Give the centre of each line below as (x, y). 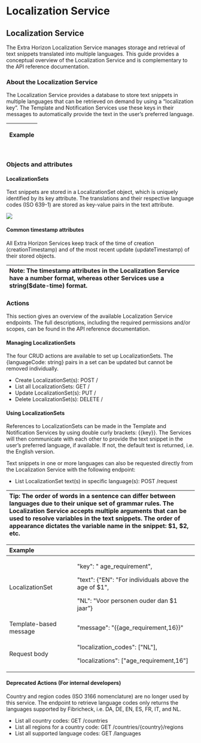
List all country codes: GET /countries (61, 720)
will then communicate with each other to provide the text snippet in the (95, 439)
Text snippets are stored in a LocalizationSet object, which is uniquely (92, 192)
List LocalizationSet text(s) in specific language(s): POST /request (96, 481)
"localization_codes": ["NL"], (117, 647)
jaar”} (85, 608)
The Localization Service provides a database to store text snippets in (92, 95)
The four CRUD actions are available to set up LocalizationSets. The (90, 356)
